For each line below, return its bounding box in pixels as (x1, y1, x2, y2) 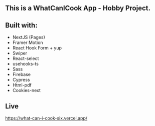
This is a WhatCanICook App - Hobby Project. (5, 4, 150, 12)
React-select (12, 55, 39, 61)
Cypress (12, 77, 30, 83)
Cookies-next (12, 87, 41, 93)
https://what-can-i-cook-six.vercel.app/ (5, 115, 88, 121)
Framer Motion (12, 39, 44, 45)
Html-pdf (12, 82, 32, 88)
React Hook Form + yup (12, 45, 62, 51)
